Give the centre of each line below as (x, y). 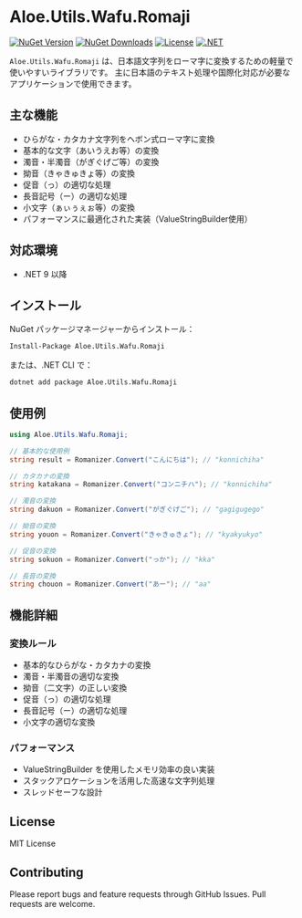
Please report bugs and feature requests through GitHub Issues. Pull (138, 894)
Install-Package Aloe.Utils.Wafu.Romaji (88, 347)
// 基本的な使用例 (40, 451)
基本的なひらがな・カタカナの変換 (87, 665)
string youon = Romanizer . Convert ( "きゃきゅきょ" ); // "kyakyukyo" (136, 534)
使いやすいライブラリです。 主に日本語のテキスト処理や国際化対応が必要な (150, 72)
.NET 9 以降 (45, 274)
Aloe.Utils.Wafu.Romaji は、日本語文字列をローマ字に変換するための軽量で (151, 60)
